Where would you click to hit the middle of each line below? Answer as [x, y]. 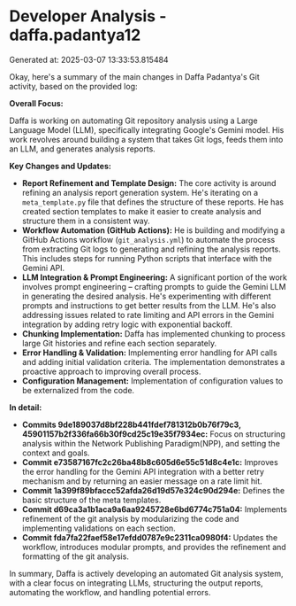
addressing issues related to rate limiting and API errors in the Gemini [148, 315]
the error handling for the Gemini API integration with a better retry [143, 471]
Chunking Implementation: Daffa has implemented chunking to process [153, 333]
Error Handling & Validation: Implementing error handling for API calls [149, 353]
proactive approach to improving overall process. [111, 371]
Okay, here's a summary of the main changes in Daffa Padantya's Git [134, 76]
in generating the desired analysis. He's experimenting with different [146, 296]
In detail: [26, 407]
